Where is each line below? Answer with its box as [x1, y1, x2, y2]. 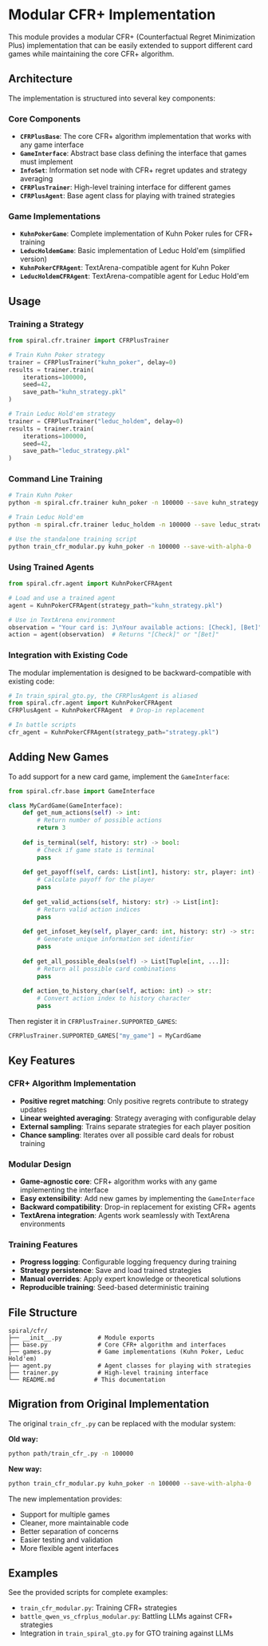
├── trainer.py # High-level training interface [8, 1369, 209, 1377]
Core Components [8, 113, 81, 125]
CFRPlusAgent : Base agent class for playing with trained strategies [19, 191, 235, 200]
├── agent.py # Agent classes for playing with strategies [8, 1362, 251, 1370]
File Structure [8, 1306, 77, 1319]
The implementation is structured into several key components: [8, 93, 215, 103]
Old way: [8, 1434, 38, 1443]
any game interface [19, 140, 85, 149]
